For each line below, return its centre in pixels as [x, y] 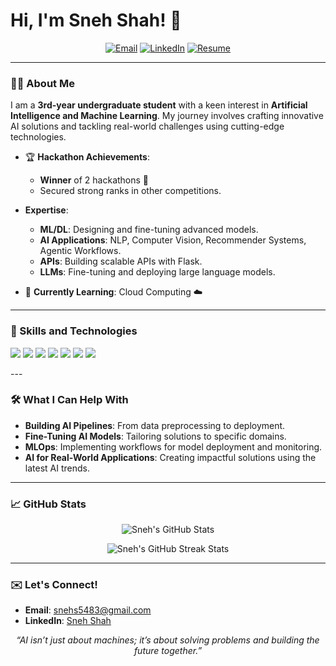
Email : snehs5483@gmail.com [88, 610]
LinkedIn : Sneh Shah [68, 621]
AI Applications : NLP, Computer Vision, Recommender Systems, [173, 240]
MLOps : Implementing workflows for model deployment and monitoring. [173, 446]
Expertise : [46, 210]
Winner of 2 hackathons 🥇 [94, 180]
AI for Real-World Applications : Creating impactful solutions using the [170, 457]
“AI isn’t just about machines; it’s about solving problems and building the [168, 640]
